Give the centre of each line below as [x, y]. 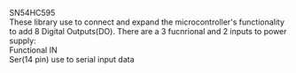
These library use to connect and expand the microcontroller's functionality [147, 22]
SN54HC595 [32, 13]
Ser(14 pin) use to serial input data [72, 59]
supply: [23, 40]
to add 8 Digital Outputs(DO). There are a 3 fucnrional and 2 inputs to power [148, 31]
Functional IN [33, 50]
